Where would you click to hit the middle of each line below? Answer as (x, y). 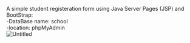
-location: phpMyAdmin (36, 27)
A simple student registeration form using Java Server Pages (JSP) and (95, 9)
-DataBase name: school (37, 21)
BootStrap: (20, 15)
